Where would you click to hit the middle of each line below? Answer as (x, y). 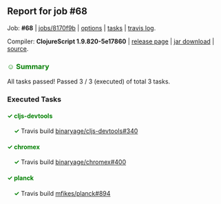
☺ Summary (28, 66)
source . (18, 48)
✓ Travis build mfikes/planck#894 (62, 193)
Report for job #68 (47, 11)
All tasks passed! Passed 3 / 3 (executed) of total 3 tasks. (89, 81)
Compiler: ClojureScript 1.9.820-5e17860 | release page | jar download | (111, 41)
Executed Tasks (34, 99)
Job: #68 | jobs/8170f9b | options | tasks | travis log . (82, 28)
